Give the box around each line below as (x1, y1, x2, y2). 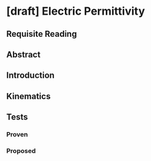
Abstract (6, 49, 41, 59)
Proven (6, 130, 29, 139)
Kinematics (6, 91, 51, 102)
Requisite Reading (6, 29, 78, 39)
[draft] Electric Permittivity (6, 4, 145, 18)
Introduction (6, 70, 55, 81)
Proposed (6, 146, 36, 155)
